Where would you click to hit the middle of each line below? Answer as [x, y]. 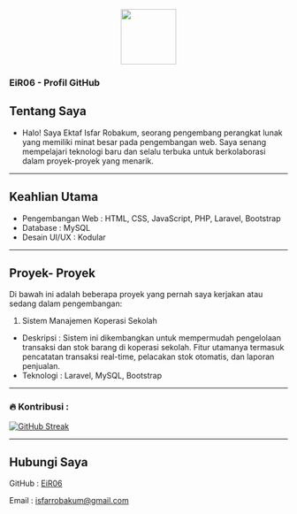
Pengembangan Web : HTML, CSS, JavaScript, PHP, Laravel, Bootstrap [151, 218]
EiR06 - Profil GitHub [54, 82]
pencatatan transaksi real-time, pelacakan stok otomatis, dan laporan [148, 357]
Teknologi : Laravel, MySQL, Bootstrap [91, 376]
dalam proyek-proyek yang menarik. [88, 161]
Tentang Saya [48, 111]
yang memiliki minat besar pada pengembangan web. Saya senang [144, 142]
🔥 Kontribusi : [39, 407]
